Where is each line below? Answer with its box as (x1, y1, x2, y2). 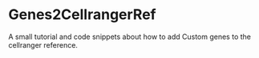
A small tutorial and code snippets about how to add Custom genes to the (8, 32, 251, 41)
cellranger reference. (8, 40, 79, 49)
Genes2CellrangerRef (8, 6, 156, 24)
